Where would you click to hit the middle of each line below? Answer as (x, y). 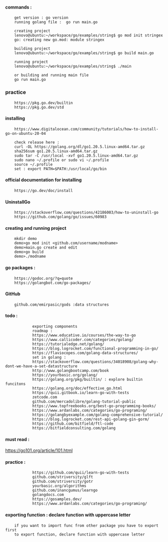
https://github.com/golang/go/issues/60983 (61, 217)
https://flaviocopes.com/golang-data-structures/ (85, 353)
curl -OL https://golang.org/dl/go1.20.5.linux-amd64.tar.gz (79, 146)
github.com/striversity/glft (63, 477)
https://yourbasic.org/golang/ (65, 375)
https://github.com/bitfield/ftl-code (73, 424)
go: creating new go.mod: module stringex (59, 40)
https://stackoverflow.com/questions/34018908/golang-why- (95, 362)
